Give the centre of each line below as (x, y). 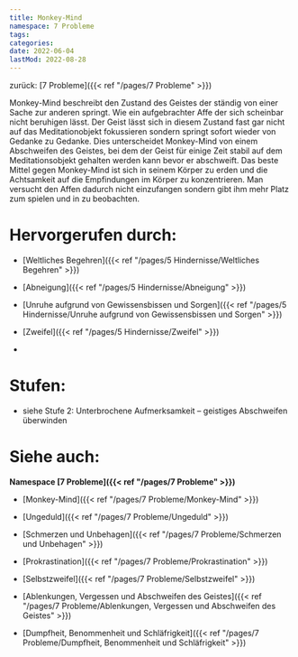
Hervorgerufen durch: (93, 235)
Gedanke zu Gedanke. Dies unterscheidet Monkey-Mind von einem (134, 141)
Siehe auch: (55, 457)
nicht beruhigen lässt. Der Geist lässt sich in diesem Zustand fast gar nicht (147, 122)
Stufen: (38, 386)
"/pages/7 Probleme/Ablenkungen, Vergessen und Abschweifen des (149, 606)
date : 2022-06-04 (42, 51)
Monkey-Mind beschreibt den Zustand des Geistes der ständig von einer (144, 103)
